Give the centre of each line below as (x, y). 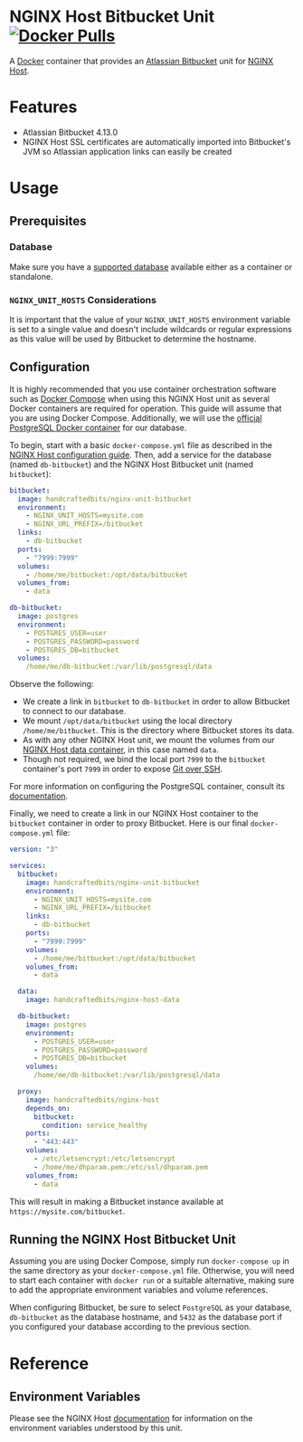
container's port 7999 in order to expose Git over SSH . (123, 769)
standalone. (31, 276)
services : (28, 866)
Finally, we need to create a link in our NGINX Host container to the (134, 814)
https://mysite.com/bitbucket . (67, 1211)
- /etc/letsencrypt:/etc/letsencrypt (104, 1159)
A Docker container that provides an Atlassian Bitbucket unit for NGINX (142, 61)
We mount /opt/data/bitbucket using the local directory (127, 721)
